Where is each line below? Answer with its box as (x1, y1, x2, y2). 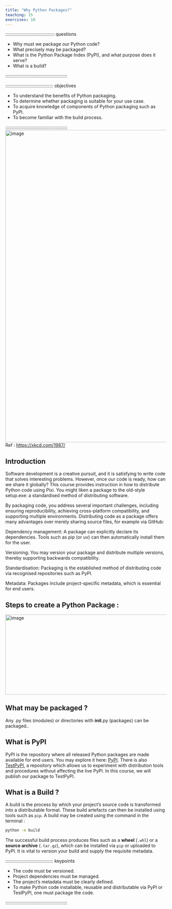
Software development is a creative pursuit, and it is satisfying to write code (5, 470, 166, 477)
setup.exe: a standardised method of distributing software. (5, 492, 129, 499)
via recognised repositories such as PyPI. (5, 570, 93, 577)
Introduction (5, 457, 46, 466)
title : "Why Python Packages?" (5, 7, 72, 13)
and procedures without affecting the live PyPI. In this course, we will (5, 767, 151, 774)
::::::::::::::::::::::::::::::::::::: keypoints (5, 858, 75, 864)
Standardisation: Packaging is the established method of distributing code (5, 565, 161, 571)
